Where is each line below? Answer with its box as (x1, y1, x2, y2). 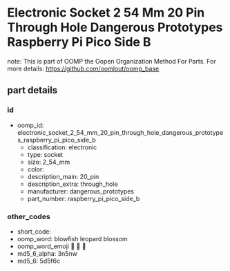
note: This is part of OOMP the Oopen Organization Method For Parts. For (7, 57, 216, 65)
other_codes (7, 212, 50, 221)
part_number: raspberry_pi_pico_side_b (27, 194, 140, 203)
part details (7, 84, 58, 96)
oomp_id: (17, 121, 44, 129)
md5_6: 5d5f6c (17, 256, 61, 265)
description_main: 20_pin (27, 172, 99, 180)
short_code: (17, 227, 52, 236)
